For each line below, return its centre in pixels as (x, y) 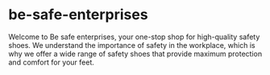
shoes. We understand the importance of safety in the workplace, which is (132, 45)
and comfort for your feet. (52, 62)
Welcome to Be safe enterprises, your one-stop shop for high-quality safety (134, 37)
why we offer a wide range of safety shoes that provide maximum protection (135, 53)
